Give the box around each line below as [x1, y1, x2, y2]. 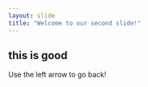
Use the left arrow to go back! [8, 69, 106, 80]
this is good [8, 49, 68, 62]
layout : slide [8, 11, 56, 20]
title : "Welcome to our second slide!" [8, 19, 142, 27]
